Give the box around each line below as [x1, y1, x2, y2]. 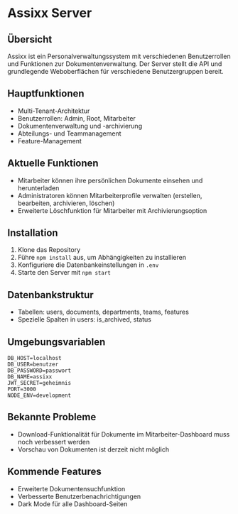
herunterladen [17, 183, 60, 192]
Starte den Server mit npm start [17, 268, 112, 277]
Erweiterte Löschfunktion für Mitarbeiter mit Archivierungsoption [17, 206, 207, 214]
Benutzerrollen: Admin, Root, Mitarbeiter [17, 114, 136, 122]
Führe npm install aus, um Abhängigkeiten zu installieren [17, 253, 187, 262]
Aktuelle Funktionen [7, 158, 99, 170]
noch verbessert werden [17, 437, 90, 446]
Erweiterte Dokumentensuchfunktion [17, 484, 126, 493]
